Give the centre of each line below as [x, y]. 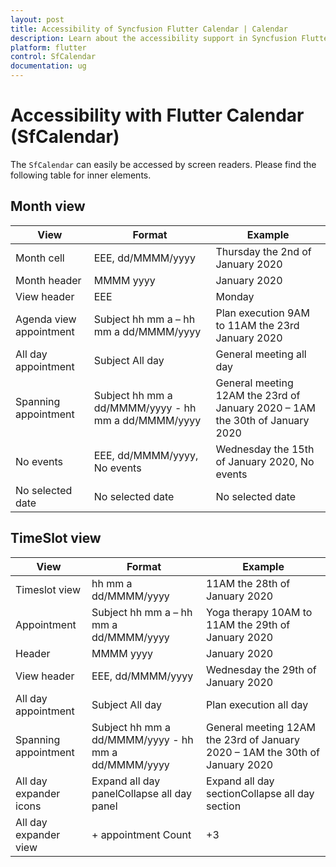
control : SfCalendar [53, 57]
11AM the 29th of [248, 624]
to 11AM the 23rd [257, 325]
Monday [235, 296]
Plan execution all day [257, 704]
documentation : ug [48, 66]
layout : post [37, 19]
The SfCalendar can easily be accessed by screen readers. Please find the [163, 164]
